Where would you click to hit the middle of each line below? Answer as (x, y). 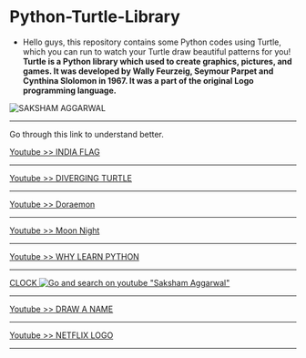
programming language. (69, 90)
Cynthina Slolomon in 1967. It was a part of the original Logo (138, 80)
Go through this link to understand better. (87, 134)
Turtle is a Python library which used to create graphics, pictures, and (158, 61)
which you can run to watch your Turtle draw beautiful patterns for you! (157, 51)
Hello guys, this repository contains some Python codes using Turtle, (152, 42)
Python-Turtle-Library (95, 17)
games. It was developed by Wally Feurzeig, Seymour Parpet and (148, 71)
